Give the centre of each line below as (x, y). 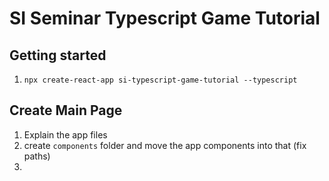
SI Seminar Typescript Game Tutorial (165, 18)
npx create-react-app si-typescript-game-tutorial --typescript (160, 80)
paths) (37, 156)
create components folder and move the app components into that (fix (165, 145)
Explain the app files (65, 134)
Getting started (58, 55)
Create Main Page (66, 110)
